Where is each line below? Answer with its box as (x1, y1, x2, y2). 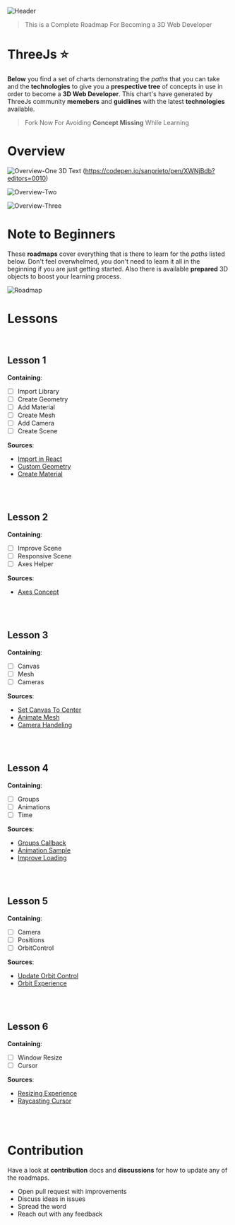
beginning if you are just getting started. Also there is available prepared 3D (7, 264, 228, 273)
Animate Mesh (17, 713, 60, 721)
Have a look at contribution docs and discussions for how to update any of (7, 1166, 228, 1174)
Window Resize (17, 1053, 63, 1062)
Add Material (17, 403, 55, 411)
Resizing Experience (17, 1089, 78, 1097)
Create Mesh (17, 411, 56, 419)
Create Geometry (17, 394, 68, 403)
